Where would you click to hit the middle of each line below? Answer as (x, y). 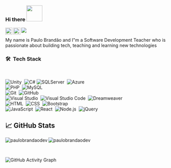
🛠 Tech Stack (23, 59)
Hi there (15, 19)
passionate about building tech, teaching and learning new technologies (81, 45)
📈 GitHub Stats (30, 125)
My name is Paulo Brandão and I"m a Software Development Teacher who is (86, 40)
